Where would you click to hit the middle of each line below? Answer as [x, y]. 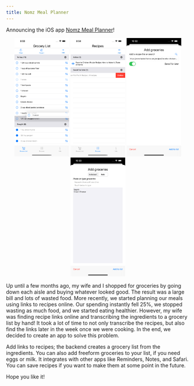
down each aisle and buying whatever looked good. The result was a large [95, 292]
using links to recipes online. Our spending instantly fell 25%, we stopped [94, 305]
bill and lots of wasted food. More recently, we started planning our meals [94, 298]
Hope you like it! [25, 377]
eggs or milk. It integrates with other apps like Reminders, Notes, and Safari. [97, 359]
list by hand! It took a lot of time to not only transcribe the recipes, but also [95, 323]
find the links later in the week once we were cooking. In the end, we [88, 329]
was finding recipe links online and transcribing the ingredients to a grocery [97, 317]
